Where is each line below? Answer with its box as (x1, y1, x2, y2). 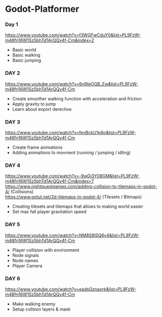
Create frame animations (12, 144, 63, 151)
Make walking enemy (12, 301, 56, 307)
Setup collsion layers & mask (12, 306, 71, 312)
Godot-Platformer (5, 3, 80, 15)
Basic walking (12, 52, 41, 58)
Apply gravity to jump (12, 101, 56, 107)
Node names (12, 257, 38, 263)
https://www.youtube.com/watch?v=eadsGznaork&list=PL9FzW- (5, 286, 136, 292)
